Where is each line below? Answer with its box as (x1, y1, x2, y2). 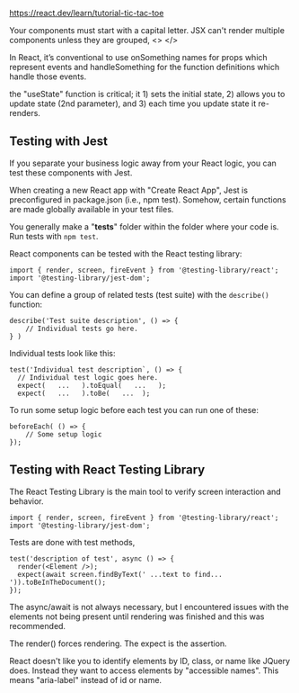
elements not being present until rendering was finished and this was (9, 611, 265, 622)
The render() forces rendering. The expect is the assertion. (9, 638, 227, 649)
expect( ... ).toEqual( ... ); (17, 381, 167, 390)
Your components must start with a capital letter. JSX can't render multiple (9, 25, 286, 35)
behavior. (9, 495, 44, 507)
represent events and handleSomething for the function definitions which (9, 62, 280, 72)
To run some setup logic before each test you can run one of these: (9, 404, 259, 415)
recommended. (9, 620, 66, 631)
